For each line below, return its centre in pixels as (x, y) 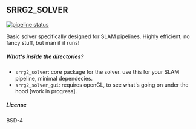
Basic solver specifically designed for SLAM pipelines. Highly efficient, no (98, 36)
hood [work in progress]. (46, 91)
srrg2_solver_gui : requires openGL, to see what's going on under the (102, 85)
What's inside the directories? (45, 56)
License (17, 105)
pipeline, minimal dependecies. (54, 78)
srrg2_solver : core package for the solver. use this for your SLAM (97, 71)
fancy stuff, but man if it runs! (43, 42)
